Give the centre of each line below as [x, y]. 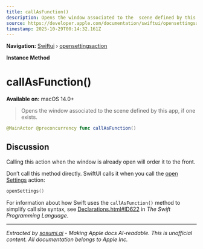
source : [16, 23]
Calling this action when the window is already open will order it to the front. [101, 162]
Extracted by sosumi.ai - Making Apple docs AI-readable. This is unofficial [99, 233]
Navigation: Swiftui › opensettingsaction [57, 46]
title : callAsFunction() [37, 12]
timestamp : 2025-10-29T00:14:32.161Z [54, 29]
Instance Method [28, 58]
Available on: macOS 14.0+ [40, 99]
